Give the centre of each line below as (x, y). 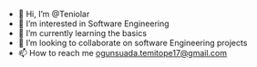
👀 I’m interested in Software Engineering (94, 24)
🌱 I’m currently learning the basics (82, 33)
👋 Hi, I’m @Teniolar (54, 14)
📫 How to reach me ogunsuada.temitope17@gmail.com (123, 53)
